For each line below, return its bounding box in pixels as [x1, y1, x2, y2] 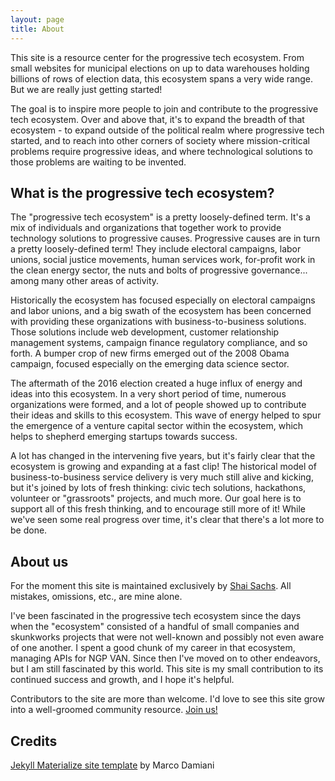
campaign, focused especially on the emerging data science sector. [10, 358, 290, 370]
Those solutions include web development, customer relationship [10, 326, 280, 338]
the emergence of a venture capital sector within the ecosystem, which [10, 420, 304, 432]
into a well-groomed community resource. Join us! [10, 704, 218, 716]
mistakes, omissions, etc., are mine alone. [10, 591, 183, 603]
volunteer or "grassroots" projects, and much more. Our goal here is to [10, 492, 302, 505]
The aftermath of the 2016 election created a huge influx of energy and [10, 377, 303, 390]
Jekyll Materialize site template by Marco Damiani [10, 759, 215, 771]
